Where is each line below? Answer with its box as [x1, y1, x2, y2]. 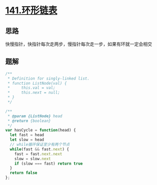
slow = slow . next [14, 156, 51, 161]
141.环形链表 [5, 5, 57, 16]
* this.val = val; [7, 85, 56, 91]
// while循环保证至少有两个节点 [10, 142, 70, 147]
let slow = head [10, 137, 44, 143]
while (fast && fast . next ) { [10, 146, 70, 152]
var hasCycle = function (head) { [5, 128, 76, 133]
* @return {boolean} [7, 118, 51, 123]
